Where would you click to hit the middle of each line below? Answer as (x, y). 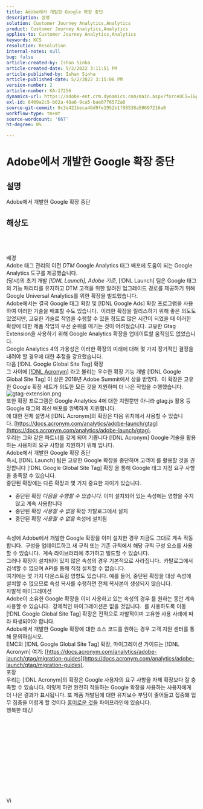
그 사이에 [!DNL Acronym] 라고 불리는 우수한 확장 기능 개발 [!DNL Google (94, 371)
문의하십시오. (28, 636)
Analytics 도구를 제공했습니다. (42, 273)
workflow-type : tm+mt (34, 113)
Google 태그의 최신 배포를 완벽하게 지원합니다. (61, 408)
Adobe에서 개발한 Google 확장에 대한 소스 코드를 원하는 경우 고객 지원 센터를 (97, 629)
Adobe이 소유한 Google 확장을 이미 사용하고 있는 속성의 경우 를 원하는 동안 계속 (101, 599)
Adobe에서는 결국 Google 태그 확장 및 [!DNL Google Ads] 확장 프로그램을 (94, 303)
